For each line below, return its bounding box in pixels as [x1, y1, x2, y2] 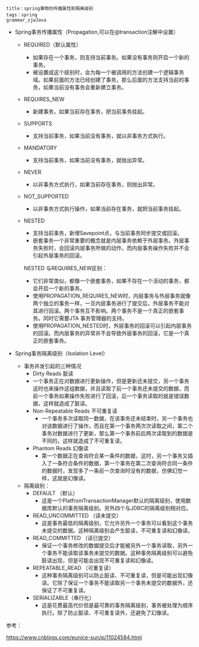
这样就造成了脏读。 [43, 400, 91, 407]
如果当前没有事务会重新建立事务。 [43, 84, 127, 91]
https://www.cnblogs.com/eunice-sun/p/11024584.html [6, 634, 142, 641]
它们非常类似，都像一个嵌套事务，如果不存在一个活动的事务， [32, 277, 185, 284]
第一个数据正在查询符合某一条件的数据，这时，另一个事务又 [41, 452, 188, 459]
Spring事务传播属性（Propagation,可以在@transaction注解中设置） [14, 29, 179, 35]
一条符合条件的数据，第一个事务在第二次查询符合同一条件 [52, 460, 194, 466]
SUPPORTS [23, 120, 52, 127]
